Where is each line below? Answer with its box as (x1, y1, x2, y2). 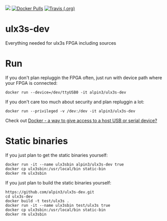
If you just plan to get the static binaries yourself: (5, 152, 108, 158)
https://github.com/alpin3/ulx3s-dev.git (5, 190, 95, 195)
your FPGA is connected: (5, 80, 58, 86)
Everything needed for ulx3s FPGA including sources (5, 40, 116, 46)
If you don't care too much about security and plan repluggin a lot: (5, 99, 145, 105)
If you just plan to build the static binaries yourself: (5, 179, 112, 185)
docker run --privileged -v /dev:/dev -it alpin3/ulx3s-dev (5, 108, 136, 114)
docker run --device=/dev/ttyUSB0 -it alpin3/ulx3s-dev (5, 89, 126, 95)
